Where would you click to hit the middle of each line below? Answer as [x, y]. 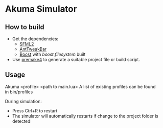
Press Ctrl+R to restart [35, 110]
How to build [25, 27]
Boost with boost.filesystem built [52, 54]
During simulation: [23, 101]
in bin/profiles [19, 92]
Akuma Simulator [41, 9]
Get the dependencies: [35, 39]
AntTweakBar [33, 49]
